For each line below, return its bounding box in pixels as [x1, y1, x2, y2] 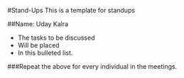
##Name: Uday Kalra [7, 20, 69, 28]
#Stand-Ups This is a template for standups [7, 6, 136, 14]
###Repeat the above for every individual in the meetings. [7, 62, 178, 70]
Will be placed [17, 41, 60, 49]
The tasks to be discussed [17, 33, 95, 42]
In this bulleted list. [17, 49, 73, 57]
